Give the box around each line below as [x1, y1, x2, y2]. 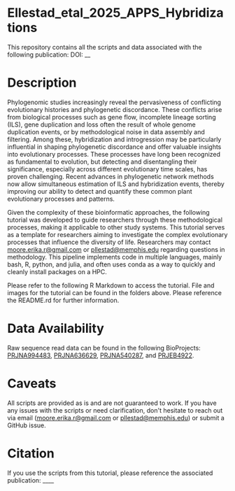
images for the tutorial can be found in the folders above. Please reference [7, 288, 222, 297]
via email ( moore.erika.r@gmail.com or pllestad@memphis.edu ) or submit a [7, 413, 225, 422]
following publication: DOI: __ [7, 50, 91, 59]
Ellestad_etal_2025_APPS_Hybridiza [7, 5, 224, 21]
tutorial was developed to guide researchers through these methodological [7, 215, 222, 224]
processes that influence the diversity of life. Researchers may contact [7, 238, 211, 246]
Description [7, 75, 77, 91]
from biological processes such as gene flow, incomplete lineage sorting [7, 113, 216, 121]
